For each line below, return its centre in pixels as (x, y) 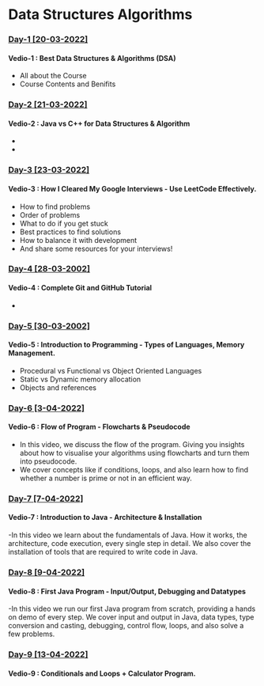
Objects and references (58, 387)
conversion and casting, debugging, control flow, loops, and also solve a (126, 626)
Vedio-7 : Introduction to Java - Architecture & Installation (105, 517)
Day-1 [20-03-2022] (48, 40)
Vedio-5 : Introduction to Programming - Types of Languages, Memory (126, 345)
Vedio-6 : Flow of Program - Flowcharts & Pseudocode (100, 427)
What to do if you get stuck (64, 223)
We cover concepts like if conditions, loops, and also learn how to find (134, 469)
